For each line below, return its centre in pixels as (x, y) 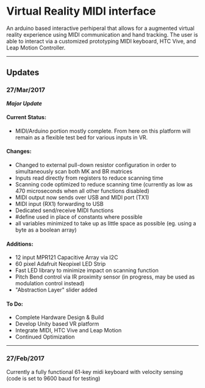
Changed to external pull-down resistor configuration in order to (96, 165)
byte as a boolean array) (46, 230)
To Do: (15, 304)
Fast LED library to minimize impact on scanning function (87, 271)
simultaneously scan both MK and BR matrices (74, 172)
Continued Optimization (45, 337)
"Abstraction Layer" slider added (56, 290)
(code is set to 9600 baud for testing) (53, 378)
